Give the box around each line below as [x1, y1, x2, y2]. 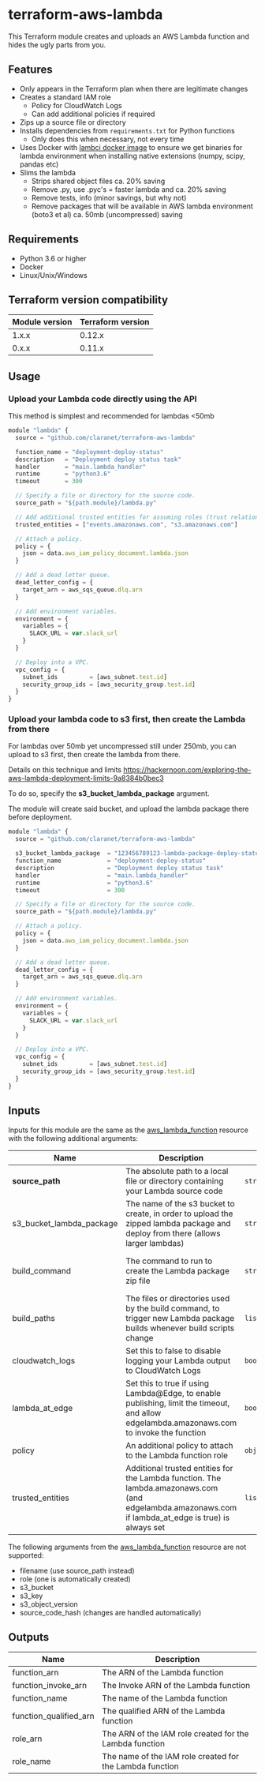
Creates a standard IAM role [19, 92, 112, 102]
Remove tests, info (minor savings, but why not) [31, 193, 187, 202]
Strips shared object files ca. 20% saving [31, 176, 166, 186]
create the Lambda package [125, 1265, 230, 1276]
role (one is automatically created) [19, 1574, 132, 1584]
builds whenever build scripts [125, 1322, 235, 1334]
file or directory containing [125, 1175, 224, 1186]
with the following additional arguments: [8, 1133, 138, 1142]
